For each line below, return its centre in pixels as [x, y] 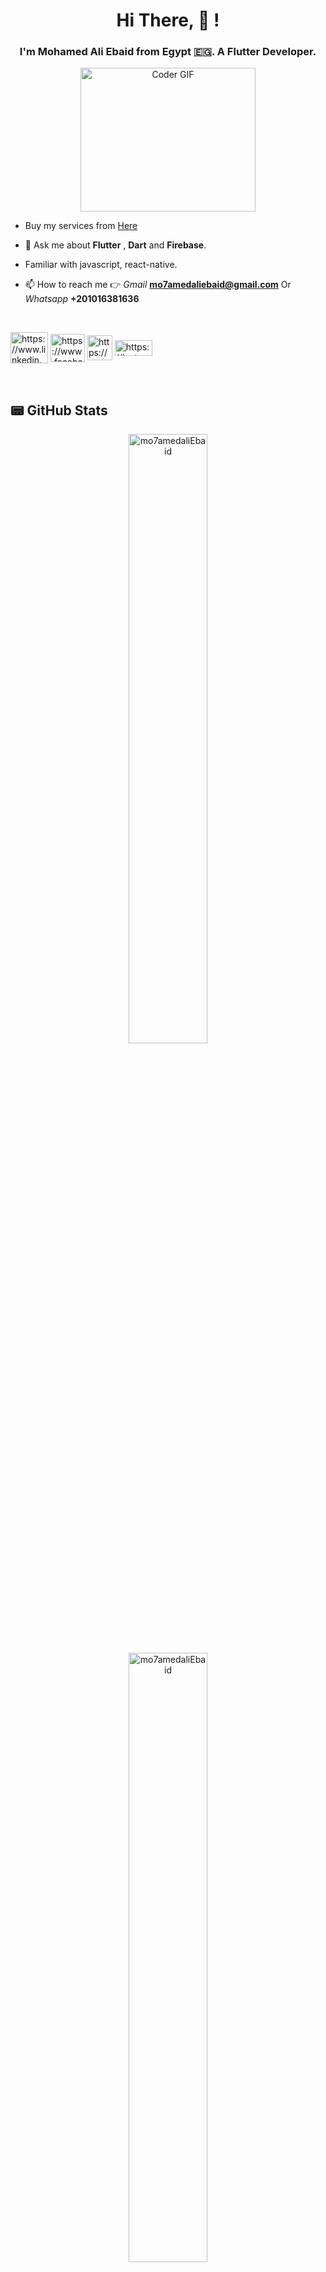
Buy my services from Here [81, 226]
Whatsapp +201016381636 [82, 299]
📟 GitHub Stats [59, 410]
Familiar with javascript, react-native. [101, 265]
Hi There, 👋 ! [168, 20]
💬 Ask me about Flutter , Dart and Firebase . [115, 245]
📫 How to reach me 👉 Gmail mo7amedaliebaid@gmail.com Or [158, 285]
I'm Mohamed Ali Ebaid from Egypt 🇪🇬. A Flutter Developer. [168, 52]
